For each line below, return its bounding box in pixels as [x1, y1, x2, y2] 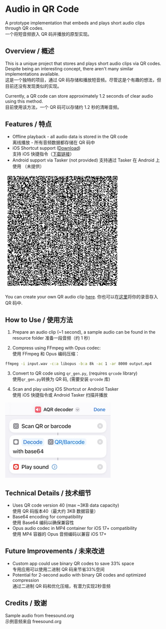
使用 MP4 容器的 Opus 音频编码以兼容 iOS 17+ [12, 531, 107, 537]
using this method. [5, 98, 43, 104]
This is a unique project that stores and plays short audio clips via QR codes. [5, 60, 162, 66]
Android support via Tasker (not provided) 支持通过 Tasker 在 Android [12, 157, 155, 163]
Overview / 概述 [5, 47, 55, 56]
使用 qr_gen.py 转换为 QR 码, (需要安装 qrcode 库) [12, 376, 111, 382]
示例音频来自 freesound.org [5, 618, 62, 624]
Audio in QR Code [5, 3, 79, 15]
